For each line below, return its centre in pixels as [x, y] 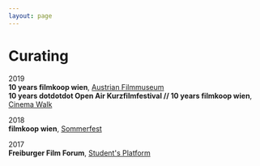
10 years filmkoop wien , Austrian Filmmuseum [86, 87]
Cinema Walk [30, 104]
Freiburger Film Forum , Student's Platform [80, 153]
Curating [38, 55]
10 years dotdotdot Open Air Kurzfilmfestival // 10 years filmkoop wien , [130, 96]
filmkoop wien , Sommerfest [55, 128]
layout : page [30, 16]
